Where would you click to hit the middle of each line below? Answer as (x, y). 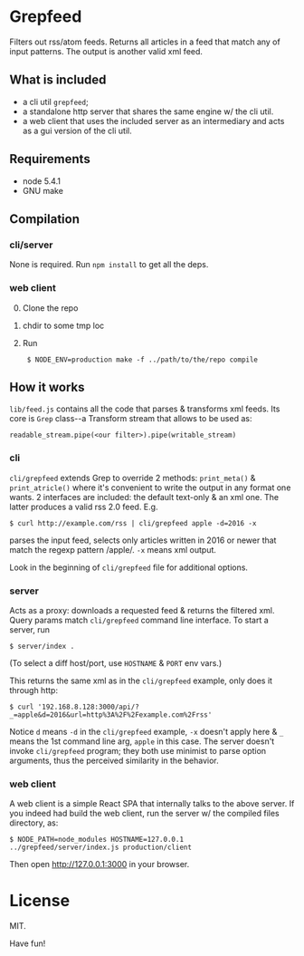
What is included (58, 80)
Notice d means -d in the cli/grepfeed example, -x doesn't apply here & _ (147, 731)
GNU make (43, 190)
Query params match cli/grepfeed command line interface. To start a (139, 620)
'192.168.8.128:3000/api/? (89, 707)
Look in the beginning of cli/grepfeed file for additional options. (129, 567)
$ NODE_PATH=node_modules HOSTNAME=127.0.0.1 (96, 840)
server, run (29, 629)
